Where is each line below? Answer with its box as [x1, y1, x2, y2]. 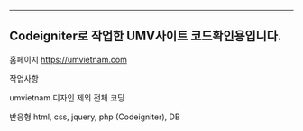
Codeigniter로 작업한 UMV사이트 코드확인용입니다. [9, 29, 282, 44]
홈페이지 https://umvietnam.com [9, 54, 128, 65]
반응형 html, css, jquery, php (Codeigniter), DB [9, 111, 180, 122]
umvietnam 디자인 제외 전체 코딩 [9, 92, 125, 103]
